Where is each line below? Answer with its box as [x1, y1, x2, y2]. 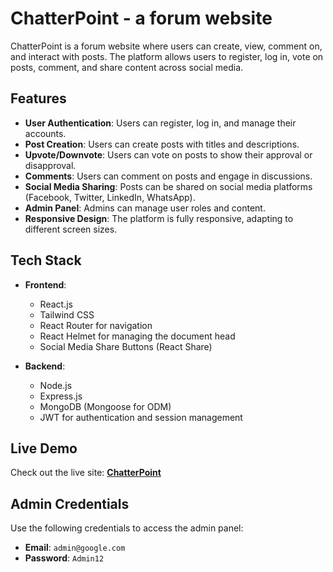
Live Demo [10, 440, 78, 457]
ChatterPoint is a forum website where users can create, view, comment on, [10, 40, 323, 52]
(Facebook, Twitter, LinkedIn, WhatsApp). [24, 191, 196, 203]
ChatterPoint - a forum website [10, 7, 273, 30]
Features [10, 90, 67, 107]
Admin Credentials [10, 495, 130, 512]
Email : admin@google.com [24, 542, 126, 554]
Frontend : [24, 278, 67, 291]
